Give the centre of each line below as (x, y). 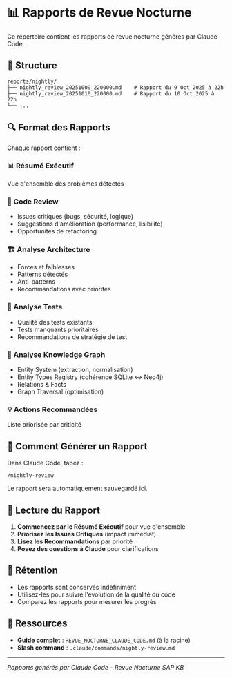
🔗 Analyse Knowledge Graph (56, 354)
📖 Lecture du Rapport (54, 510)
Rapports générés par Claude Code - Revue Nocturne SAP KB (96, 667)
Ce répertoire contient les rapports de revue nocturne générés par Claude (112, 36)
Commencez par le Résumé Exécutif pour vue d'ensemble (101, 526)
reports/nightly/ (32, 81)
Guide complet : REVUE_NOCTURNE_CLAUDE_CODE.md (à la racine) (104, 640)
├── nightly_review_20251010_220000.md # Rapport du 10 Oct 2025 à (111, 93)
